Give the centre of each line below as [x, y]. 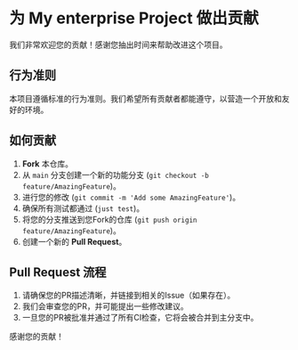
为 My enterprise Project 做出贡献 [134, 18]
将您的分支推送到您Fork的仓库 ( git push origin [109, 219]
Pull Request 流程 [58, 272]
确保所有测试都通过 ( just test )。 [83, 208]
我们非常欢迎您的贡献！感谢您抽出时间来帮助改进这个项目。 [118, 45]
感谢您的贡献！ [36, 337]
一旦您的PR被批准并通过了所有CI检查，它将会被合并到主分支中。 [140, 318]
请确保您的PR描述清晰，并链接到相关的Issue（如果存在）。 [129, 296]
